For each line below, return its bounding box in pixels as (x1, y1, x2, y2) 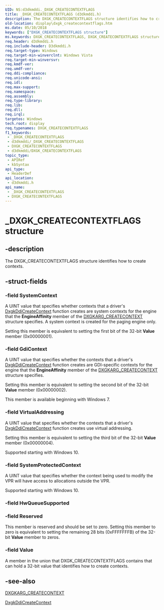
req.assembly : (5, 94, 34, 98)
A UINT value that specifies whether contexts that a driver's (5, 303, 125, 309)
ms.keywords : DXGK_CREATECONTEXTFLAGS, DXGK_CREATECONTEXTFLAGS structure (5, 35, 161, 40)
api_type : (5, 167, 25, 171)
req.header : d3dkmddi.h (5, 39, 54, 44)
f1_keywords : (5, 130, 32, 135)
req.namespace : (5, 89, 36, 94)
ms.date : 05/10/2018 (5, 25, 47, 30)
